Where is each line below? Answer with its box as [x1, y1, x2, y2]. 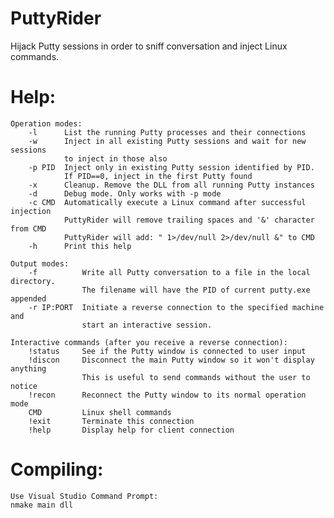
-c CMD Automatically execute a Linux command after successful [28, 197, 307, 207]
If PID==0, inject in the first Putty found [63, 171, 253, 181]
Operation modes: [10, 118, 83, 129]
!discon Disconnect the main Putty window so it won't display [28, 355, 315, 365]
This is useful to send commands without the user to [81, 372, 311, 382]
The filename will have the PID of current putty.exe [81, 285, 311, 295]
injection [10, 206, 52, 216]
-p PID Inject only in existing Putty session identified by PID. [28, 162, 315, 172]
